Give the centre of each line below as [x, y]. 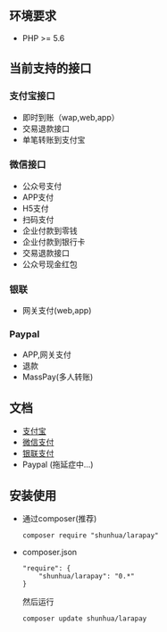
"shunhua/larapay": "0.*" [87, 577]
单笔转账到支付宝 [54, 139]
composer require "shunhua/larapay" [90, 536]
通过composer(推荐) [59, 519]
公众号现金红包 [50, 264]
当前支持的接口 [50, 68]
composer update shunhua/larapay [84, 619]
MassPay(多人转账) [58, 377]
